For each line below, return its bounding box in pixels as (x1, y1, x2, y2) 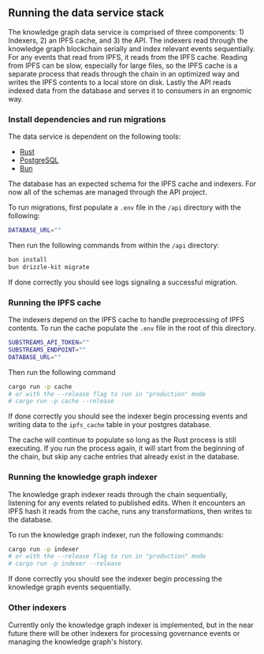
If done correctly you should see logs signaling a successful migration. (8, 277, 238, 287)
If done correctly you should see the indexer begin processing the (8, 574, 223, 584)
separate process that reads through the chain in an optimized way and (8, 69, 240, 78)
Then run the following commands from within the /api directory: (8, 240, 220, 250)
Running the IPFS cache (8, 297, 102, 308)
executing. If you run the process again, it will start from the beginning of (8, 444, 245, 453)
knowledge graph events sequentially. (8, 582, 132, 592)
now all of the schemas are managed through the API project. (8, 188, 207, 197)
